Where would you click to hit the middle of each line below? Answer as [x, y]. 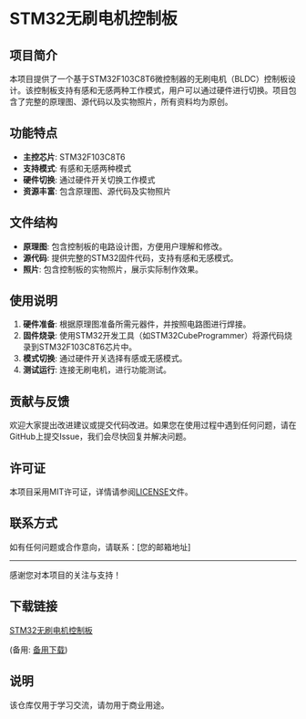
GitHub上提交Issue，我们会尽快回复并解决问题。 [100, 437]
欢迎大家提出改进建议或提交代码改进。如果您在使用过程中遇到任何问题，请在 [153, 425]
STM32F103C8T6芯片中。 [88, 347]
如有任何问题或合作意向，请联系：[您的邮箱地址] [100, 547]
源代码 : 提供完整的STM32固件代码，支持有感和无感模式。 [130, 257]
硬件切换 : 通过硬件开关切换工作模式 [89, 180]
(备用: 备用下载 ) [39, 650]
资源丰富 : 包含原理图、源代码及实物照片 [97, 191]
